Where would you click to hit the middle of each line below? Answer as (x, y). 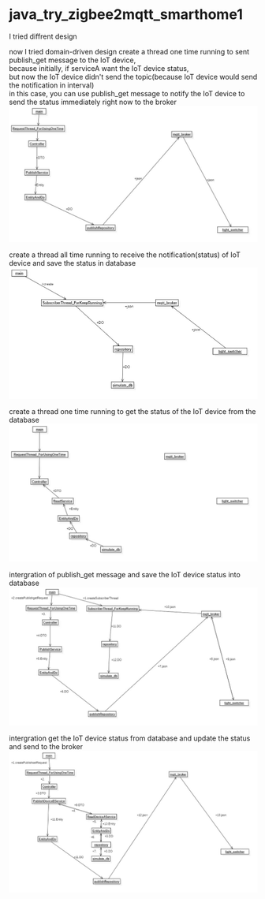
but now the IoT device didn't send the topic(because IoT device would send (133, 76)
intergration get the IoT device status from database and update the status (130, 738)
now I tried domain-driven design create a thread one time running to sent (129, 51)
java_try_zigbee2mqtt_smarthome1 (126, 15)
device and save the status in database (73, 263)
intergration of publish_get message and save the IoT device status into (125, 574)
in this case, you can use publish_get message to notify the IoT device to (127, 93)
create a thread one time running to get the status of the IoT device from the (132, 412)
